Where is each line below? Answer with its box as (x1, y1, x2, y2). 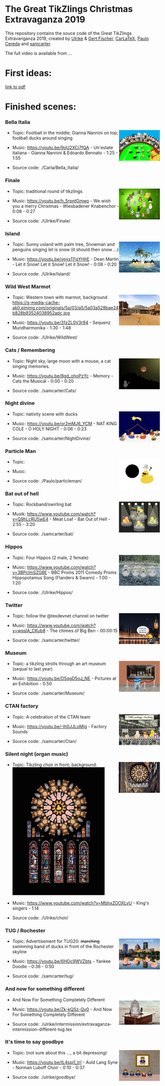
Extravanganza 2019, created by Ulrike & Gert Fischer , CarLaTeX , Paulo (5, 35, 149, 41)
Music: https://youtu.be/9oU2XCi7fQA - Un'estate (12, 144, 113, 151)
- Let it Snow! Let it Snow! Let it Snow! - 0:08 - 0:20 (12, 261, 117, 267)
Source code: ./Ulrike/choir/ (12, 914, 69, 920)
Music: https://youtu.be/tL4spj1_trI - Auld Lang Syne (12, 1059, 118, 1065)
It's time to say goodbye (5, 1039, 64, 1046)
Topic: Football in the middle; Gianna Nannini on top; (12, 130, 118, 136)
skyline (12, 949, 27, 955)
